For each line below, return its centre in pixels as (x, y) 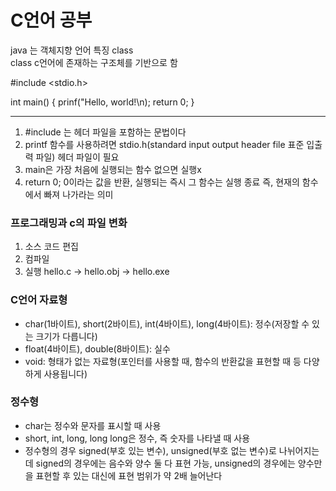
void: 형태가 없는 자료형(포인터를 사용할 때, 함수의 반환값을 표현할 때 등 (163, 361)
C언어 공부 (51, 20)
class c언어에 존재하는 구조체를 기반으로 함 (94, 62)
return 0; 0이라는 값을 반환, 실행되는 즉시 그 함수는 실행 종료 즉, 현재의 (162, 182)
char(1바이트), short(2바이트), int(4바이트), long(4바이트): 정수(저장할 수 (167, 323)
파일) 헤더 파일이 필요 (77, 157)
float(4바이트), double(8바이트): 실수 (97, 348)
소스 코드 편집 (51, 247)
